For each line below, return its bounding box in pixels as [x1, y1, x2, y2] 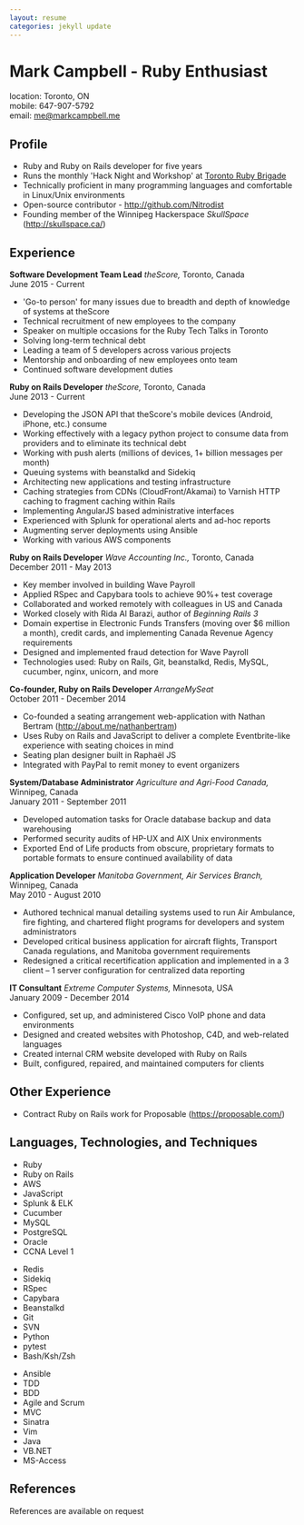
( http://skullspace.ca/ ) [22, 219, 106, 230]
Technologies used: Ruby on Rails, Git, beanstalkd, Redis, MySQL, [22, 656, 270, 668]
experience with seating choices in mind [22, 740, 174, 751]
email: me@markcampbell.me [9, 110, 121, 121]
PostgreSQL [22, 1226, 68, 1237]
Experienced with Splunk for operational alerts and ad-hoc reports [22, 515, 270, 526]
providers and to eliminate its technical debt [22, 438, 187, 449]
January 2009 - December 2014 [9, 992, 130, 1003]
